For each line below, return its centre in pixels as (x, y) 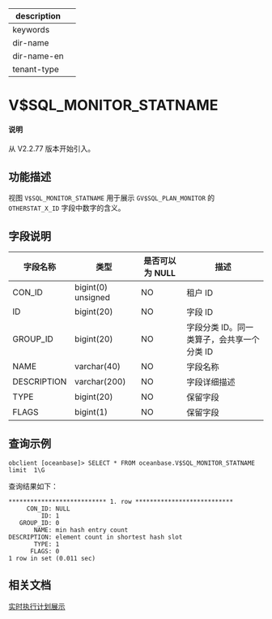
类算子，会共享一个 (223, 340)
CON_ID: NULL (48, 509)
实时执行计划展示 (37, 606)
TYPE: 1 (47, 544)
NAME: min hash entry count (81, 530)
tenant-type (36, 69)
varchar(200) (100, 382)
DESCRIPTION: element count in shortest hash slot (96, 537)
